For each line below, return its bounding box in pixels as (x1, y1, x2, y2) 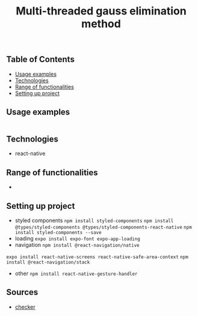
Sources (6, 287, 39, 297)
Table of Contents (6, 54, 75, 64)
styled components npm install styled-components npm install (14, 217, 174, 224)
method (81, 17, 122, 31)
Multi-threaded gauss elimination (16, 4, 187, 18)
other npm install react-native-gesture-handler (14, 270, 138, 277)
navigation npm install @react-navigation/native (14, 241, 140, 248)
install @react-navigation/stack (6, 259, 90, 265)
